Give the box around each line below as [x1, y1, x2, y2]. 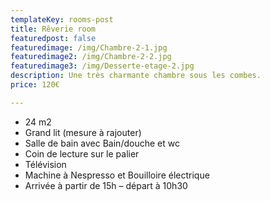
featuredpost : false [10, 33, 97, 43]
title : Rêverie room [10, 24, 97, 34]
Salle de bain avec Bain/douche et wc [24, 137, 180, 149]
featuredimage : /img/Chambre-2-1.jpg [10, 42, 168, 53]
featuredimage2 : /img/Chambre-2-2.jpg [10, 52, 172, 62]
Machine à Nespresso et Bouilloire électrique [24, 169, 210, 181]
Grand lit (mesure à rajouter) [24, 126, 142, 138]
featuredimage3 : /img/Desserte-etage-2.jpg [10, 61, 195, 71]
